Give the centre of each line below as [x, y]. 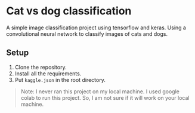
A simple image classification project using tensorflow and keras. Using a [96, 28]
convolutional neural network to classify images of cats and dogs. [87, 33]
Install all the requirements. [48, 74]
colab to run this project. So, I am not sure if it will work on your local [105, 97]
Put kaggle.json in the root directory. [60, 80]
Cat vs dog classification [69, 11]
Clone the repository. [41, 67]
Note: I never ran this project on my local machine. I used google [100, 91]
